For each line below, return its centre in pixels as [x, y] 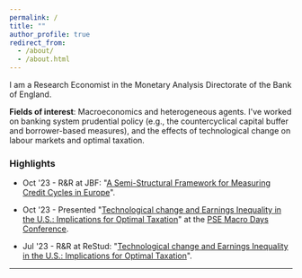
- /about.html [44, 59]
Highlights [32, 163]
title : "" [28, 26]
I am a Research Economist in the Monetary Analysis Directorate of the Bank [151, 85]
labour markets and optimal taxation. [77, 140]
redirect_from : [38, 43]
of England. [31, 94]
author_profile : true [50, 34]
